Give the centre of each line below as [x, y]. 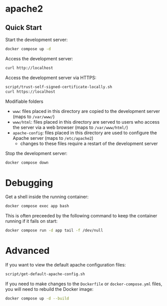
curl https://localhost [30, 92]
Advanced [27, 251]
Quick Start [24, 28]
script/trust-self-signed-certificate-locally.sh [59, 87]
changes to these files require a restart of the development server [89, 143]
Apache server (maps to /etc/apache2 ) [53, 138]
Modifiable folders [24, 101]
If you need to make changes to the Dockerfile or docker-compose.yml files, [84, 284]
